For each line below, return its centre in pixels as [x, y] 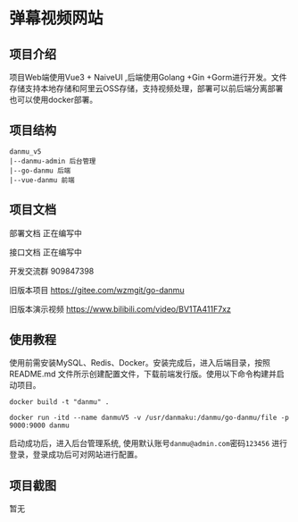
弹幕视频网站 [57, 18]
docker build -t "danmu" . [59, 402]
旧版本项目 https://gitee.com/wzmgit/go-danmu [97, 290]
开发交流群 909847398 [52, 271]
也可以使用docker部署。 [54, 100]
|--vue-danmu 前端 [42, 180]
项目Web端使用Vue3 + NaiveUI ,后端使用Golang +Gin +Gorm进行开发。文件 [148, 77]
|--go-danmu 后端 [40, 171]
